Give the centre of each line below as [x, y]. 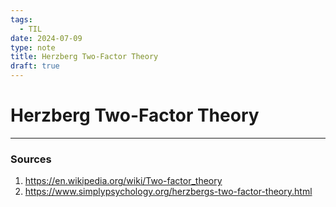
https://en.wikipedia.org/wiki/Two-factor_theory [123, 181]
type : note [33, 47]
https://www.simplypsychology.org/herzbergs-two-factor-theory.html [168, 192]
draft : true [35, 66]
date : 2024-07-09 [46, 38]
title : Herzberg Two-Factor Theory [84, 57]
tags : [21, 19]
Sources [31, 159]
